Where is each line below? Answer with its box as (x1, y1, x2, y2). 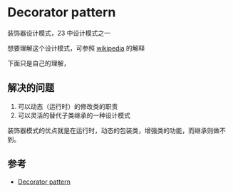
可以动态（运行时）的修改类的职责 (17, 102, 118, 110)
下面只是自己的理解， (7, 58, 70, 68)
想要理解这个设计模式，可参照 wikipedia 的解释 (7, 43, 145, 52)
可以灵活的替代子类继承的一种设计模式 (17, 111, 130, 120)
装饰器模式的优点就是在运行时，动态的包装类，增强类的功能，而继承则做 (7, 126, 219, 135)
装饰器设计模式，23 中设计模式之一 (7, 28, 111, 37)
